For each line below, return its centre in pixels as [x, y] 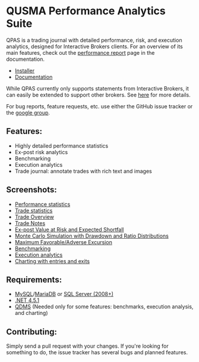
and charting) [31, 313]
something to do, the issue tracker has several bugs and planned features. [97, 352]
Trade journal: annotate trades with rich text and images [83, 171]
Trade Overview [34, 217]
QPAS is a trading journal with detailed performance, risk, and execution [94, 40]
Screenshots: [32, 190]
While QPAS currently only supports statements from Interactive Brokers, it [97, 88]
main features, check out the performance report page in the [80, 52]
